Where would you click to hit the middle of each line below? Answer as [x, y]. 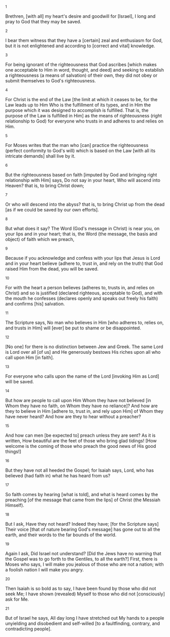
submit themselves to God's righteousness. [51, 81]
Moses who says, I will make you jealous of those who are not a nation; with [84, 564]
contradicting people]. [28, 629]
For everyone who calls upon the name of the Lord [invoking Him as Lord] [82, 376]
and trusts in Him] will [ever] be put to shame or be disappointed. [73, 328]
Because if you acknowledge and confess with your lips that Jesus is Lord [83, 258]
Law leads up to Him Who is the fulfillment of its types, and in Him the [78, 105]
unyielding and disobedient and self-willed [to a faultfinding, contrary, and [83, 623]
